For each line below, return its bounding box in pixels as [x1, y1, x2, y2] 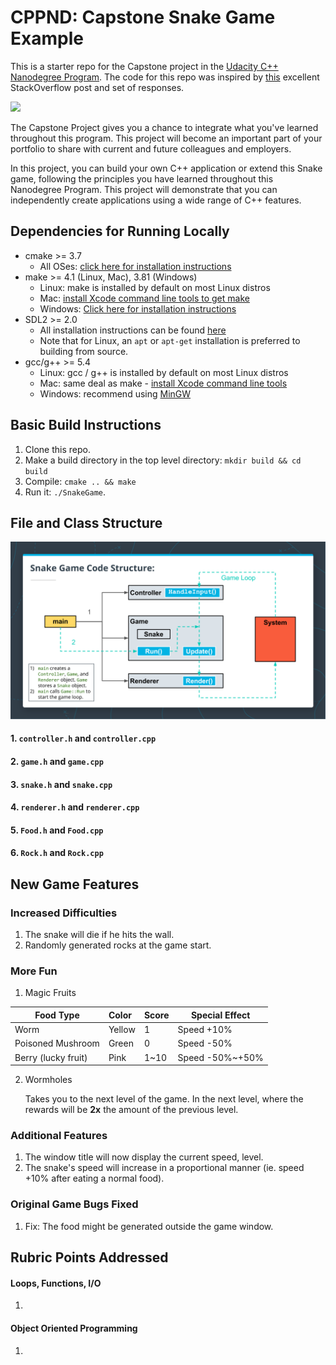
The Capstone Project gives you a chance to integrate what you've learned [10, 121, 319, 133]
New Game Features [10, 876, 140, 893]
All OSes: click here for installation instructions [39, 260, 232, 272]
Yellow [108, 1024, 136, 1036]
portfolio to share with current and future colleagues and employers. [10, 142, 292, 155]
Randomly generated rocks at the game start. [24, 939, 212, 951]
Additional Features [10, 1129, 108, 1143]
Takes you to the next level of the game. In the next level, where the [24, 1093, 304, 1105]
